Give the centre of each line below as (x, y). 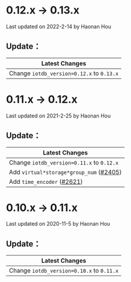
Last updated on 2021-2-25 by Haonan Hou (58, 116)
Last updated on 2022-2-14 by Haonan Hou (58, 26)
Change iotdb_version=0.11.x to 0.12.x (64, 162)
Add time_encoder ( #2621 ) (46, 182)
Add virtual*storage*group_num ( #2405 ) (65, 172)
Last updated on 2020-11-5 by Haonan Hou (58, 224)
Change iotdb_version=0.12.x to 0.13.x (64, 73)
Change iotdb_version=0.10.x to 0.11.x (64, 271)
